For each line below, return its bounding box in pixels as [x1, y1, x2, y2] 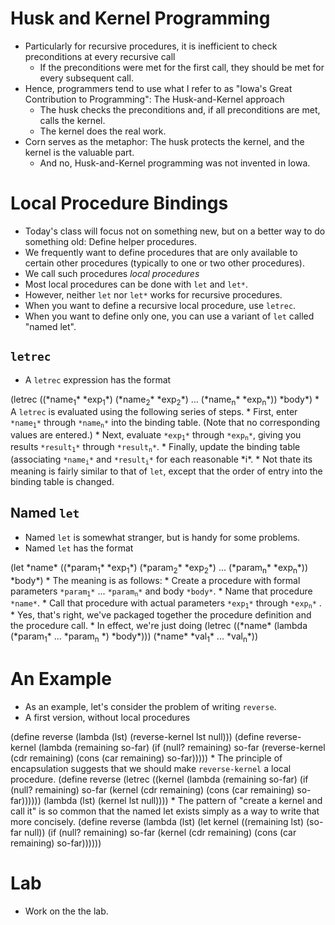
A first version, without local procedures [24, 712, 191, 724]
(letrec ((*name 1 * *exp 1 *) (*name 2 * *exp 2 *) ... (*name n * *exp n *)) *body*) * [10, 393, 320, 407]
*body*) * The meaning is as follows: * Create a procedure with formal [10, 574, 301, 586]
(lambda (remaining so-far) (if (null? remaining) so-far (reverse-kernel [38, 742, 326, 754]
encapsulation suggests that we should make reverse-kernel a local [10, 763, 292, 775]
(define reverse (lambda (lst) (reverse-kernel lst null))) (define [10, 731, 265, 743]
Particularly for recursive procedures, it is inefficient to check [24, 40, 278, 52]
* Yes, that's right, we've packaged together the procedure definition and [10, 609, 312, 621]
